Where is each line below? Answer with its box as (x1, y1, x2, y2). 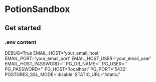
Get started (5, 24, 41, 32)
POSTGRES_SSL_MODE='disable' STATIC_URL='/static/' (5, 71, 121, 77)
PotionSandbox (5, 4, 70, 15)
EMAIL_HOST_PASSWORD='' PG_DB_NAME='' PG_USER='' (5, 60, 127, 66)
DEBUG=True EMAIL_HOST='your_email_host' (5, 50, 100, 56)
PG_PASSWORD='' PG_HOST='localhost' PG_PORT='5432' (5, 66, 127, 72)
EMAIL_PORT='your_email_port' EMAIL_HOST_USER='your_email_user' (5, 55, 151, 61)
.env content (5, 39, 37, 46)
